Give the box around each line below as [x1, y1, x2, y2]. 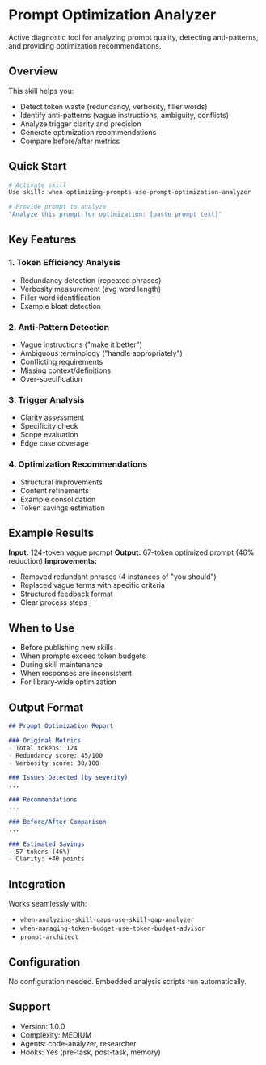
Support [8, 1000, 51, 1014]
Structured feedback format [19, 589, 113, 599]
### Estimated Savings [8, 839, 85, 848]
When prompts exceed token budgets [19, 651, 146, 661]
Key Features [8, 233, 77, 247]
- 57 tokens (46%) [8, 847, 70, 856]
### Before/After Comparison [8, 818, 107, 826]
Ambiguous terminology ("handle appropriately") [19, 349, 184, 358]
